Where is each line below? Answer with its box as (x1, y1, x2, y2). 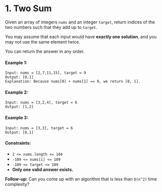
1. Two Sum (5, 3, 52, 14)
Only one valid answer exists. (12, 167, 74, 172)
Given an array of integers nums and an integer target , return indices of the (5, 19, 155, 25)
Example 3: (5, 114, 28, 120)
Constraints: (5, 140, 31, 146)
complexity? (5, 181, 30, 187)
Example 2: (5, 89, 28, 95)
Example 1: (5, 60, 28, 65)
